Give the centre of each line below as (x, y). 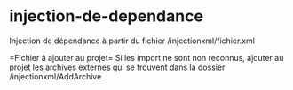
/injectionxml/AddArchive (55, 76)
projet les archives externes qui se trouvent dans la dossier (117, 67)
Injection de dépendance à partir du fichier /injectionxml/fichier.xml (132, 41)
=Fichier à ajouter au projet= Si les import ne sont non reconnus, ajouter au (146, 57)
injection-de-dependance (107, 16)
